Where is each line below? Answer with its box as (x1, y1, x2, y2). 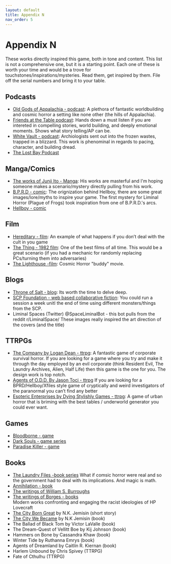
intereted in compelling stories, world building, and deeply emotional (12, 122, 157, 128)
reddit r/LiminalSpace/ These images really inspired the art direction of (12, 316, 162, 322)
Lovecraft (12, 505, 33, 510)
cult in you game (12, 239, 48, 245)
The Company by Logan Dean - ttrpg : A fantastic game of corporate (12, 350, 156, 356)
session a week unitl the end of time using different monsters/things (12, 300, 156, 306)
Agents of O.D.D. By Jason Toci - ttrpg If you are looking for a (12, 377, 142, 383)
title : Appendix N (5, 12, 44, 17)
